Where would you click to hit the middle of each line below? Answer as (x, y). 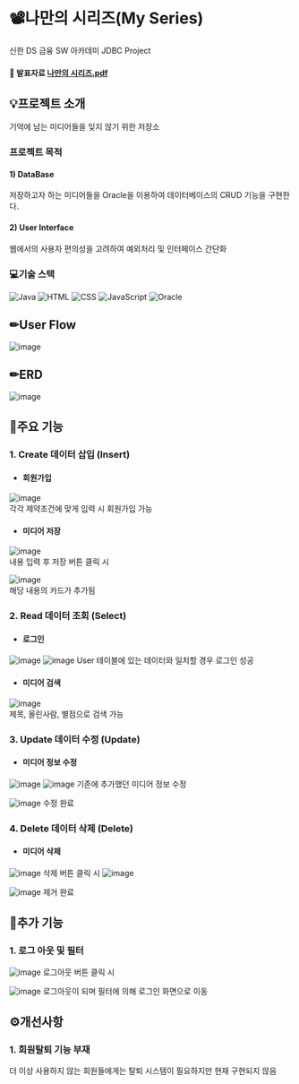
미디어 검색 (41, 683)
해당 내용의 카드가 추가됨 (52, 590)
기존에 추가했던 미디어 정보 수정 (132, 784)
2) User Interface (42, 228)
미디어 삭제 (41, 851)
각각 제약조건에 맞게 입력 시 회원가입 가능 (81, 509)
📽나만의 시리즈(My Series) (107, 18)
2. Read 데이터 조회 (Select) (68, 616)
